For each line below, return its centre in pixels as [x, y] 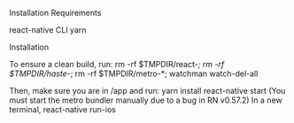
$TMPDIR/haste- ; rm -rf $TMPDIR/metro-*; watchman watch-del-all [134, 73]
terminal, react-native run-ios [63, 109]
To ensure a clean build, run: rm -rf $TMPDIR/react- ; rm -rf [117, 64]
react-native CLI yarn [48, 30]
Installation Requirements [55, 13]
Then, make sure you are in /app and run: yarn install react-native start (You [147, 91]
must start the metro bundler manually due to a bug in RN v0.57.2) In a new [146, 100]
